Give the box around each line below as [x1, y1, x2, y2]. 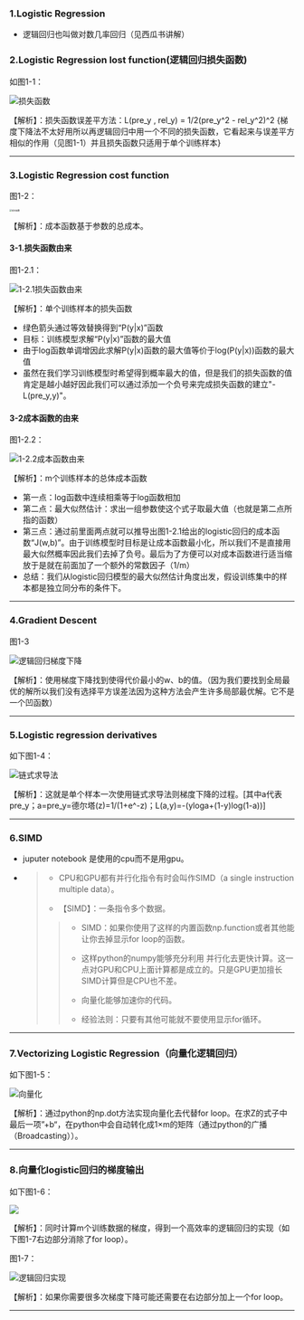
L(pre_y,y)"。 [22, 390, 71, 401]
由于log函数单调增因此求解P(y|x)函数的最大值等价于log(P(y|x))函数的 [22, 345, 279, 356]
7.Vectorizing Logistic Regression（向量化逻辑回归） [9, 1048, 243, 1060]
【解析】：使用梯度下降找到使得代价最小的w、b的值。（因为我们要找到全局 [9, 674, 283, 685]
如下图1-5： [9, 1069, 53, 1080]
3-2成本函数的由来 [9, 413, 80, 423]
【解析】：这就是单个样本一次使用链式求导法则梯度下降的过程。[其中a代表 [9, 788, 282, 799]
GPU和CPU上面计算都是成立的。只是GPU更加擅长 [97, 964, 283, 975]
